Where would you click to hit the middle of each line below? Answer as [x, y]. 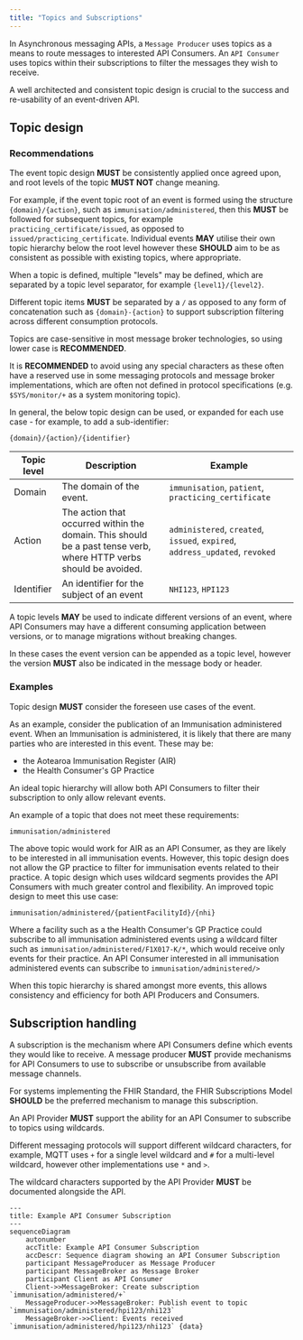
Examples [32, 687]
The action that [94, 513]
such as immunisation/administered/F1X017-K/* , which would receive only [147, 948]
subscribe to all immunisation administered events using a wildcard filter [143, 939]
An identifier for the [103, 583]
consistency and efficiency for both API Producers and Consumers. [134, 995]
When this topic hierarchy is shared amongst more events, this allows [138, 985]
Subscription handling [73, 1023]
